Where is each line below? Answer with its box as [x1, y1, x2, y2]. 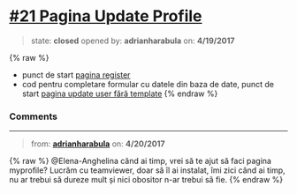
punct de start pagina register [21, 69, 131, 80]
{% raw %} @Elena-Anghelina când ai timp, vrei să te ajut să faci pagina [9, 156, 272, 167]
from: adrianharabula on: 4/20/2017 [30, 138, 165, 149]
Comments [9, 110, 57, 123]
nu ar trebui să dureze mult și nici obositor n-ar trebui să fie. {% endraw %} [9, 175, 284, 185]
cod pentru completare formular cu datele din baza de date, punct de [21, 78, 274, 89]
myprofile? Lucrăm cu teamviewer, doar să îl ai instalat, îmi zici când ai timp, [9, 165, 286, 175]
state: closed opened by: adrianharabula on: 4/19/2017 [30, 35, 235, 46]
